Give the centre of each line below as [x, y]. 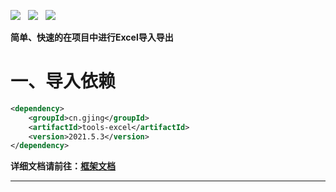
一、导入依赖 [63, 81]
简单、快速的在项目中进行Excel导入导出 [92, 37]
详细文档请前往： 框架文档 [63, 166]
